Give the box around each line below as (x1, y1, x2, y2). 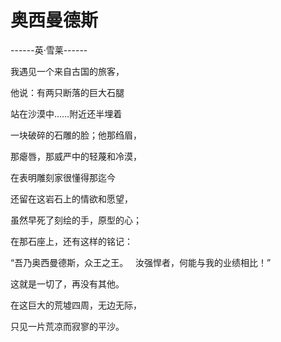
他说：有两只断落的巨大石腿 (10, 86, 125, 98)
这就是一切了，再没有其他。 (10, 277, 125, 290)
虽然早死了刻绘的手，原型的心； (10, 214, 142, 226)
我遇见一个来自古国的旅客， (10, 65, 125, 77)
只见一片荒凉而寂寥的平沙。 (10, 320, 125, 332)
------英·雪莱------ (10, 44, 88, 56)
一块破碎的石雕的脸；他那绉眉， (10, 129, 142, 141)
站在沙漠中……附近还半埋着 (10, 107, 123, 120)
